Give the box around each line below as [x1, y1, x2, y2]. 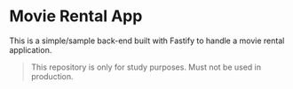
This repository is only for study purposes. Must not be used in [30, 62, 262, 72]
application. [9, 44, 52, 55]
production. [30, 70, 74, 81]
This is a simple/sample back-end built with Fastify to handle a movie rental [9, 35, 285, 46]
